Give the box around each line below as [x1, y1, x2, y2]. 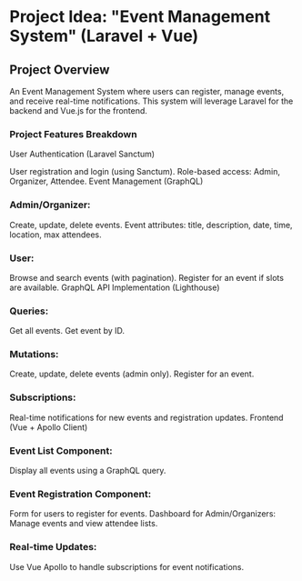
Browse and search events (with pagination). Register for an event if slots [9, 272, 285, 283]
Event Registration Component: [9, 488, 152, 500]
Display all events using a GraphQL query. [9, 466, 166, 476]
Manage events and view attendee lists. [9, 518, 158, 529]
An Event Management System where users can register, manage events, [9, 86, 285, 96]
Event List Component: [9, 444, 113, 456]
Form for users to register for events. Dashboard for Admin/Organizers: [9, 508, 276, 519]
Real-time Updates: [9, 541, 97, 554]
